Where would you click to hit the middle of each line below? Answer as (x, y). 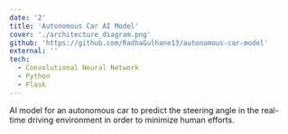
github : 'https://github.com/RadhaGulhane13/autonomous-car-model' (139, 43)
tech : (19, 59)
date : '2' (28, 18)
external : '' (34, 51)
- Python (34, 76)
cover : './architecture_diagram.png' (80, 34)
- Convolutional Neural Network (79, 68)
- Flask (32, 85)
